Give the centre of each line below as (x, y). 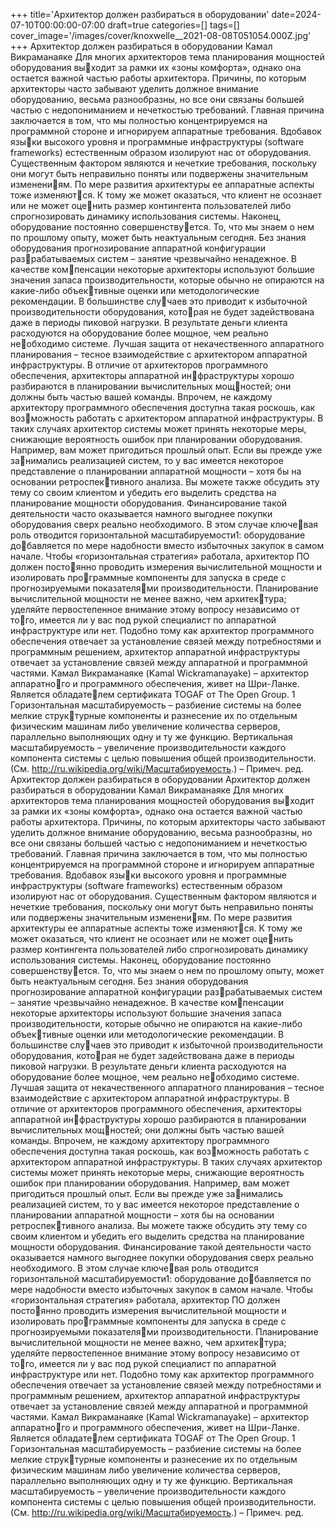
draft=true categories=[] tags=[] (173, 25)
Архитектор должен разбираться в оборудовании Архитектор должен (160, 779)
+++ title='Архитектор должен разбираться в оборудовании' (140, 14)
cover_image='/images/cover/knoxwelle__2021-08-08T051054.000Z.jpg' (161, 35)
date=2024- (296, 14)
